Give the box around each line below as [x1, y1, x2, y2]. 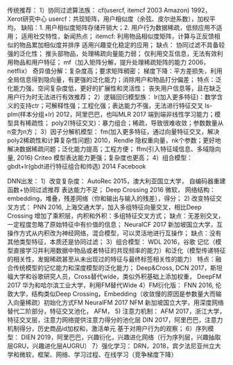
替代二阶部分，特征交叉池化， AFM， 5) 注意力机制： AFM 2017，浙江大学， [7, 307, 226, 315]
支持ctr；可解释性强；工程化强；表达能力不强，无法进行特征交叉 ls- [19, 101, 213, 110]
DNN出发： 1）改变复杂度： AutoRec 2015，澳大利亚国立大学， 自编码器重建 [7, 177, 226, 185]
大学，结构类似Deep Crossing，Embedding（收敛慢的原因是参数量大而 [12, 290, 216, 298]
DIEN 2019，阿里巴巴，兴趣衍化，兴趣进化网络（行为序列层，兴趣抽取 [20, 333, 221, 341]
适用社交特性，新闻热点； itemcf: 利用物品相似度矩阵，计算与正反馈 [20, 32, 215, 40]
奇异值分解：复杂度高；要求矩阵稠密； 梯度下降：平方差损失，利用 [32, 67, 223, 75]
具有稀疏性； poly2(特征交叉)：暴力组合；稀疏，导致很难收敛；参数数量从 [12, 119, 224, 127]
